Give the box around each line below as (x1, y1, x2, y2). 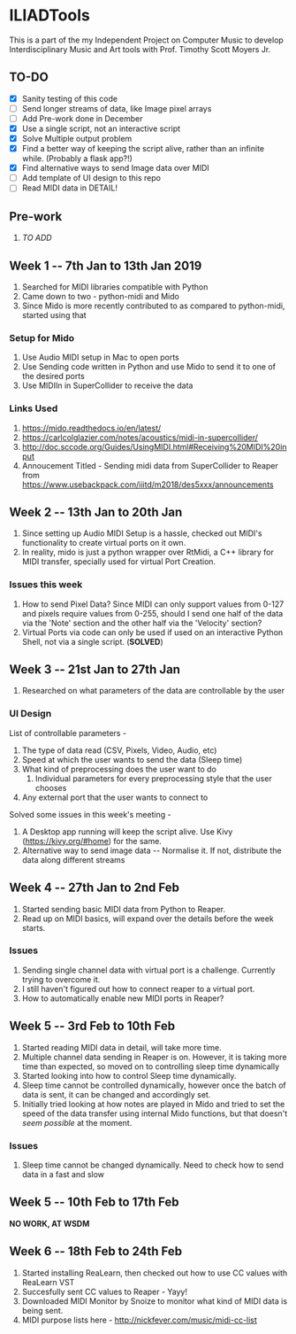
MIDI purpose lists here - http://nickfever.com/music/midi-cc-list (21, 1315, 258, 1325)
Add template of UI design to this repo (21, 173, 162, 183)
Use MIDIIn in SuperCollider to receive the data (21, 380, 194, 391)
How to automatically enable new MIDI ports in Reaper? (21, 993, 224, 1004)
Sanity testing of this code (21, 93, 118, 104)
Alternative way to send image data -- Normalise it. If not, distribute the (21, 845, 282, 856)
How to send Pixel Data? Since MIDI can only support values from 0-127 (21, 599, 285, 609)
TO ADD (21, 232, 52, 244)
